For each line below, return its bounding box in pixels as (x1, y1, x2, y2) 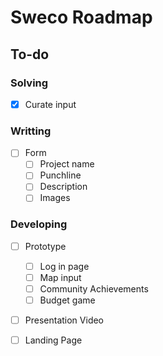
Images (39, 192, 71, 204)
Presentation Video (24, 314, 105, 326)
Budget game (39, 294, 96, 306)
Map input (39, 271, 82, 283)
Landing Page (24, 334, 83, 346)
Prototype (24, 240, 67, 252)
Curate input (24, 98, 77, 110)
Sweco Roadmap (10, 6, 153, 29)
